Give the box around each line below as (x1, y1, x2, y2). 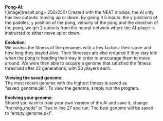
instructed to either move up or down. (5, 30, 81, 36)
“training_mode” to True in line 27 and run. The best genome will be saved (5, 105, 154, 111)
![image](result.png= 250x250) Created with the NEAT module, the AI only (5, 9, 154, 15)
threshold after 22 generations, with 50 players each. (5, 65, 111, 71)
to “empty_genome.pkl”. (5, 110, 53, 116)
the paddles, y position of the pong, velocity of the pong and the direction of (5, 20, 158, 25)
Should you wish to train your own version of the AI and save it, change (5, 100, 148, 105)
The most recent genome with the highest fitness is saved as (5, 80, 127, 86)
